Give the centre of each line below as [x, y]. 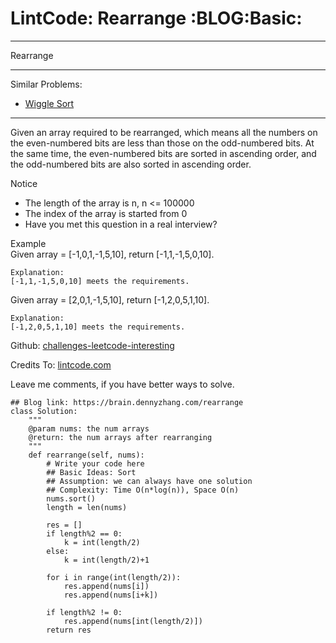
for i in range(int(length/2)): [114, 577]
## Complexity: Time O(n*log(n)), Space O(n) [143, 490]
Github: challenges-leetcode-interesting [92, 345]
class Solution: [44, 411]
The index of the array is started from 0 [106, 213]
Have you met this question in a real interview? [121, 224]
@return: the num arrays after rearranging [120, 437]
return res [69, 630]
